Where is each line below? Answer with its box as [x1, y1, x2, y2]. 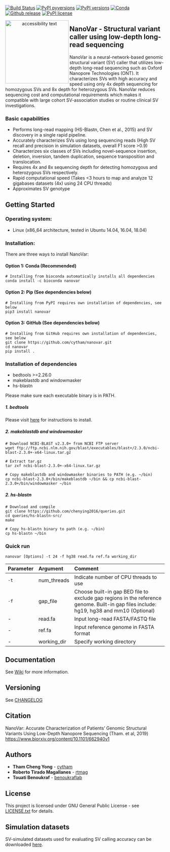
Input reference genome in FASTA [74, 624, 154, 631]
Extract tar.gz [10, 458, 42, 464]
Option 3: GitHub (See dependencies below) [5, 320, 100, 326]
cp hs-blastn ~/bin [5, 531, 47, 536]
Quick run [5, 542, 30, 549]
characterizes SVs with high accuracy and [69, 75, 157, 81]
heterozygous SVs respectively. [12, 169, 79, 176]
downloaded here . [5, 841, 44, 847]
